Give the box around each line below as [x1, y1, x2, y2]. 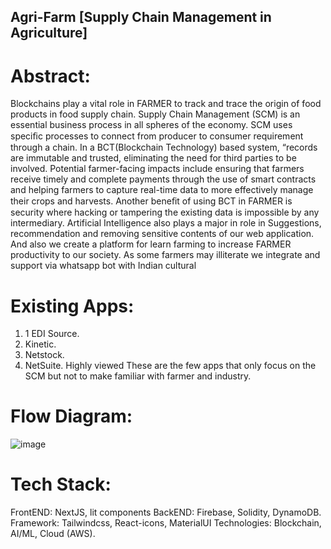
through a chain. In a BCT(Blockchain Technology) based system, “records [10, 141, 318, 154]
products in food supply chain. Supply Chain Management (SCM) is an [10, 108, 301, 120]
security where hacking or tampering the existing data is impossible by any [10, 206, 320, 219]
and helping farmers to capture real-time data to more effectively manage [10, 184, 314, 196]
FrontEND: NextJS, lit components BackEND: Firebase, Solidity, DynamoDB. [10, 506, 322, 519]
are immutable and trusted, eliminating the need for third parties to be [10, 152, 297, 164]
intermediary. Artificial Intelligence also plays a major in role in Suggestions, [10, 217, 322, 229]
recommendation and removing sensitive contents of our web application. [10, 228, 315, 240]
